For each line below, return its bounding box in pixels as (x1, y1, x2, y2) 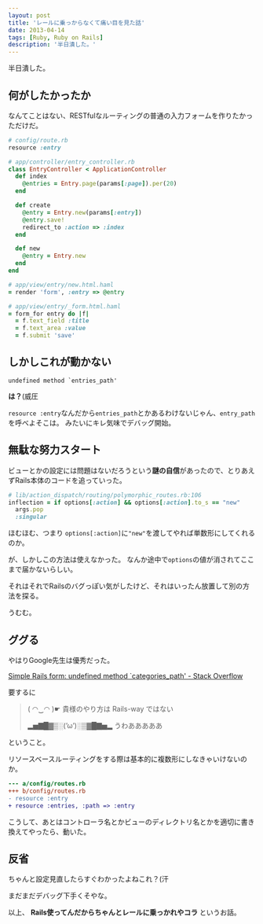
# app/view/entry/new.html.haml (8, 281, 114, 289)
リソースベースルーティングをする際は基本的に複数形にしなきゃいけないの (8, 754, 247, 764)
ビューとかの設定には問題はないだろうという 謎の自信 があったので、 (8, 466, 228, 475)
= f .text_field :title (15, 317, 89, 325)
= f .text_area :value (15, 324, 86, 333)
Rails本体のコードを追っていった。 (14, 475, 127, 484)
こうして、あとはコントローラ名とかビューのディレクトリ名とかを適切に (8, 817, 241, 826)
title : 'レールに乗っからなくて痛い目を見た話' (8, 19, 145, 27)
